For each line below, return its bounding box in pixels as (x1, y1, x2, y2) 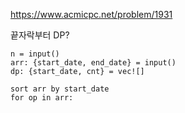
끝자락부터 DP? (10, 29, 70, 41)
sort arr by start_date (10, 84, 110, 94)
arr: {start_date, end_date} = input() (10, 58, 177, 68)
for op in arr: (10, 93, 74, 103)
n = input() (10, 49, 60, 59)
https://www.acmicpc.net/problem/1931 (10, 9, 173, 20)
